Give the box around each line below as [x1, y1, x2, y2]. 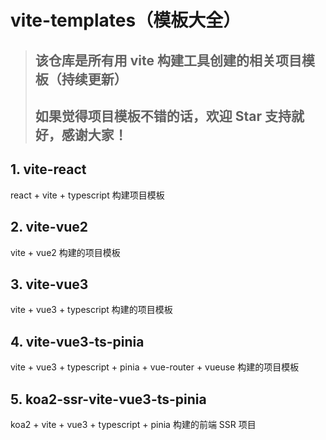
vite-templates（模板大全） [10, 9, 242, 32]
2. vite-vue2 [10, 219, 89, 236]
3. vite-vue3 [10, 276, 89, 293]
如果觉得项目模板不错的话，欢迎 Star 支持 [34, 107, 292, 125]
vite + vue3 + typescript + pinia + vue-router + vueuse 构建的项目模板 [10, 361, 300, 373]
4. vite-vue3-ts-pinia [10, 333, 145, 350]
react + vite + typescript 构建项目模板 [10, 189, 165, 201]
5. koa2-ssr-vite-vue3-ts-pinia [10, 391, 207, 408]
